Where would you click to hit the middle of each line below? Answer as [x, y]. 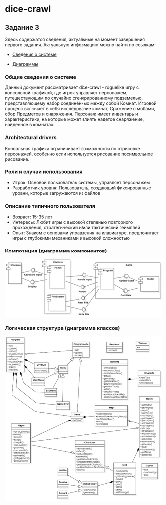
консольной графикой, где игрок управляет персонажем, [66, 93]
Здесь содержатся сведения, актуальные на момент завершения [75, 39]
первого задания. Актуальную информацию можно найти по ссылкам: [80, 45]
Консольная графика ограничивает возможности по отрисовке [73, 148]
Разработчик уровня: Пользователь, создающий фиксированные [82, 188]
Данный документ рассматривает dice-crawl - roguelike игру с [72, 87]
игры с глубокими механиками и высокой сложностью [71, 238]
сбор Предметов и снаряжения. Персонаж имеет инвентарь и [72, 114]
